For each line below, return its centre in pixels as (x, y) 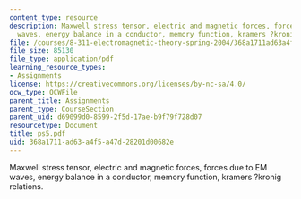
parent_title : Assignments (60, 100)
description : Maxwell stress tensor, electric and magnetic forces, (140, 26)
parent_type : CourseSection (62, 109)
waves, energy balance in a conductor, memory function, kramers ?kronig (146, 177)
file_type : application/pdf (62, 59)
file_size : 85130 (42, 51)
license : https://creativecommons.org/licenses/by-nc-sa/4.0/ (128, 84)
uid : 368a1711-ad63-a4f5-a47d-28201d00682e (92, 142)
